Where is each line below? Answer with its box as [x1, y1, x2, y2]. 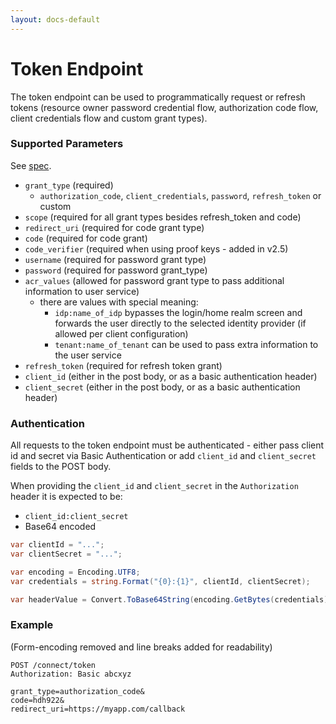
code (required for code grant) [24, 232, 148, 244]
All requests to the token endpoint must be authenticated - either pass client [10, 439, 325, 451]
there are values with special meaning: [39, 296, 199, 308]
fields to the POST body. [10, 461, 112, 473]
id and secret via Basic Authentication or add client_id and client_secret [10, 450, 317, 462]
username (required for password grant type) [24, 253, 207, 265]
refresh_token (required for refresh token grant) [24, 359, 223, 371]
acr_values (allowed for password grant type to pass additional [24, 274, 285, 286]
